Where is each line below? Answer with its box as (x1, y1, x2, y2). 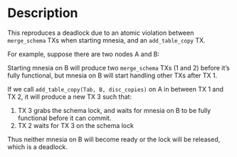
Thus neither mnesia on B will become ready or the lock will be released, (7, 135, 221, 144)
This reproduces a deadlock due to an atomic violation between (7, 28, 194, 37)
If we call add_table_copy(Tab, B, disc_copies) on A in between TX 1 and (7, 85, 224, 93)
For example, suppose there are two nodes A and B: (7, 50, 160, 58)
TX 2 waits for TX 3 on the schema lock (17, 121, 134, 129)
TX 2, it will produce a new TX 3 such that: (7, 92, 132, 101)
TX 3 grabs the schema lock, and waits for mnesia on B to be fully (17, 106, 211, 114)
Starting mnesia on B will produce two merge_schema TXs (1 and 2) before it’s (7, 63, 230, 72)
